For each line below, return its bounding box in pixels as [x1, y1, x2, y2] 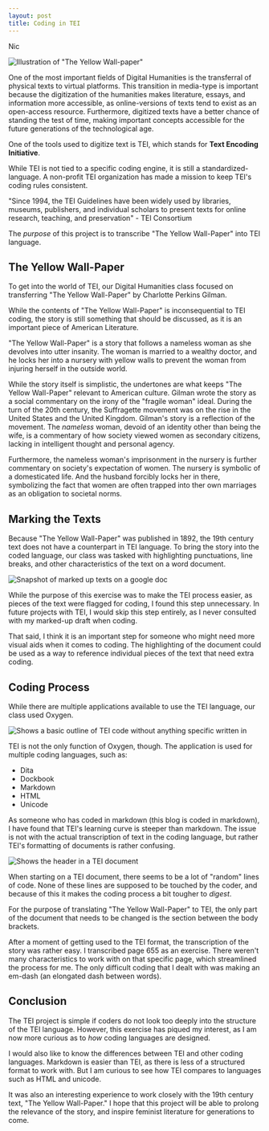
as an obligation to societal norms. [8, 489, 122, 499]
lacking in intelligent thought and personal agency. [8, 439, 175, 449]
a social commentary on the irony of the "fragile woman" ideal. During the [8, 397, 253, 406]
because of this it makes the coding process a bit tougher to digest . [8, 888, 232, 898]
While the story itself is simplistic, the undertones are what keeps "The [8, 379, 243, 390]
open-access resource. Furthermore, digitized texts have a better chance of [8, 106, 259, 116]
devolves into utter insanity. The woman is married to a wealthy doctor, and [8, 347, 257, 357]
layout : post [8, 11, 52, 20]
